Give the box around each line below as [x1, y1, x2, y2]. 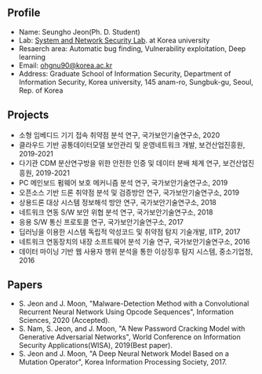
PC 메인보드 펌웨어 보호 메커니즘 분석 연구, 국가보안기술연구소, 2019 [18, 178, 228, 187]
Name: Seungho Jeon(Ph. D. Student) [18, 27, 140, 36]
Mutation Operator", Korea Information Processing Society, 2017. [18, 357, 227, 367]
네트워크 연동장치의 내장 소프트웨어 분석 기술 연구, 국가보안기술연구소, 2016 [18, 236, 250, 246]
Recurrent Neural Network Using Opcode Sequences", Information [18, 307, 235, 317]
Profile [7, 6, 41, 20]
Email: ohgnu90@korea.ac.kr [18, 60, 113, 70]
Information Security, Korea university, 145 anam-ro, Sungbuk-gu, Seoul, [18, 77, 254, 86]
